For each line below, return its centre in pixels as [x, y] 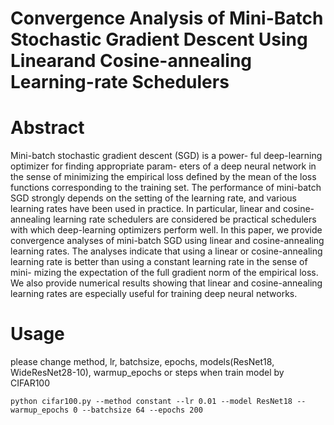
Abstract [47, 128]
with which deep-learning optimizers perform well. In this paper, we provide [166, 230]
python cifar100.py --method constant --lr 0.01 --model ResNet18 [151, 402]
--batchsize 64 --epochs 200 [142, 410]
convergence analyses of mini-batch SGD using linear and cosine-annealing [167, 241]
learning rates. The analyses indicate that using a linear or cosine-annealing [166, 251]
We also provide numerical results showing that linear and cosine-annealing [166, 283]
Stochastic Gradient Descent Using [159, 39]
